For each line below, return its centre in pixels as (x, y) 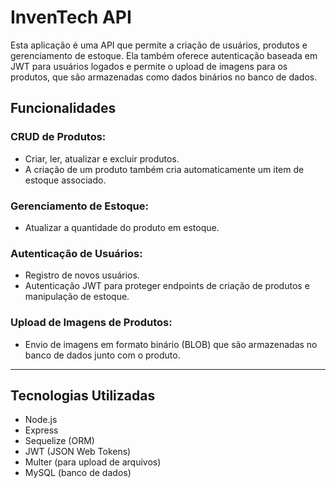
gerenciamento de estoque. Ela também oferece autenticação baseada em (164, 55)
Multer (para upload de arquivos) (93, 462)
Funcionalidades (63, 108)
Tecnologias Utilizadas (83, 395)
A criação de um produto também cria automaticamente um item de (164, 169)
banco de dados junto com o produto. (102, 355)
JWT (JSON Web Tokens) (78, 452)
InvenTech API (71, 17)
